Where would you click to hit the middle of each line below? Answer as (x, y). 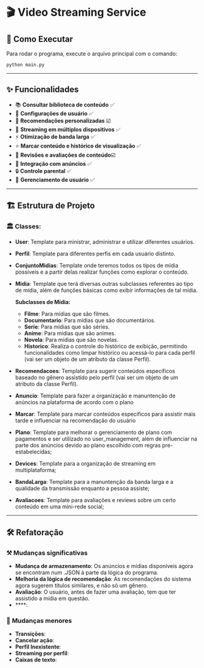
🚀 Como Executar (40, 39)
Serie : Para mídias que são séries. (67, 327)
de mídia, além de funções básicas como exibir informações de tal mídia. (106, 290)
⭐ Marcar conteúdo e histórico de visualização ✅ (78, 146)
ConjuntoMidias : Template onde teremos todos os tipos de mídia (97, 266)
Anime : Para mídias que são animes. (70, 333)
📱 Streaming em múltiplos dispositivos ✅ (68, 129)
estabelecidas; (33, 452)
